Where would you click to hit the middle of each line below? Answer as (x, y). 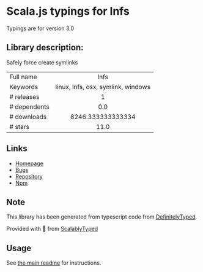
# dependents (30, 107)
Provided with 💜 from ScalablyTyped (52, 229)
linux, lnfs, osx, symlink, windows (103, 87)
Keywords (24, 87)
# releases (24, 96)
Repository (29, 176)
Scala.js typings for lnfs (68, 11)
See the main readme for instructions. (54, 263)
